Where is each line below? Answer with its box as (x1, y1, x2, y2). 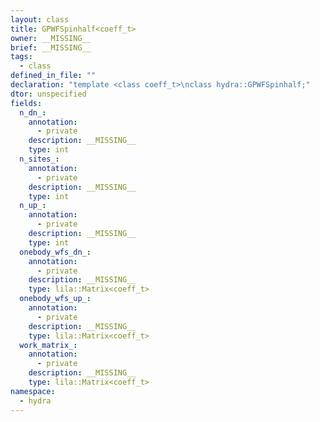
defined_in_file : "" (10, 71, 97, 81)
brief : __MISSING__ (10, 42, 92, 53)
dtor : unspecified (10, 89, 87, 99)
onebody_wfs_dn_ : (19, 247, 92, 257)
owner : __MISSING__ (10, 33, 92, 43)
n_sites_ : (19, 154, 60, 164)
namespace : (10, 386, 56, 396)
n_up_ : (19, 201, 47, 211)
